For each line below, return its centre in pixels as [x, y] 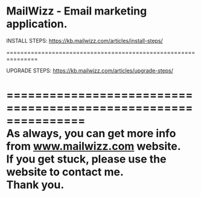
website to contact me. [65, 172]
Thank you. [35, 185]
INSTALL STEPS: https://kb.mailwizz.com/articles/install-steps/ [85, 40]
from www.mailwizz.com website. [94, 147]
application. [37, 24]
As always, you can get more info [91, 134]
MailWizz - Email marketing [77, 11]
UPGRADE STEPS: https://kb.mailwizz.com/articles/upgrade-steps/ [90, 70]
